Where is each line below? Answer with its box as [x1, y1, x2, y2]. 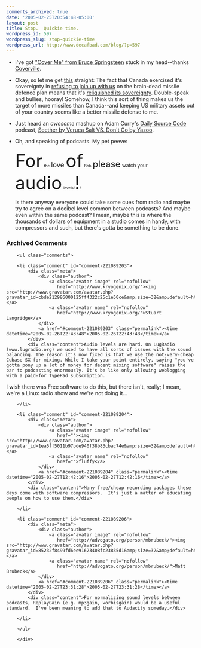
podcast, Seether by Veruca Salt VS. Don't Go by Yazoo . [14, 126, 154, 133]
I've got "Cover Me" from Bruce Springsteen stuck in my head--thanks [14, 58, 190, 66]
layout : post [6, 20, 39, 26]
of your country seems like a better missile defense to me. [14, 108, 159, 115]
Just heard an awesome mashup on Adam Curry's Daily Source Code [14, 120, 187, 127]
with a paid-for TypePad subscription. [6, 373, 106, 379]
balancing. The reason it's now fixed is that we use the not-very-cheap [6, 352, 194, 358]
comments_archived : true [6, 8, 68, 15]
